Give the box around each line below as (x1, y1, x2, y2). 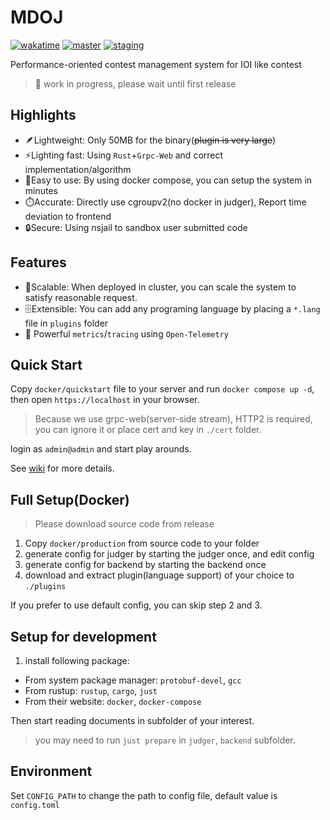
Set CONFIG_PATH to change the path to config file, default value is (10, 789, 278, 801)
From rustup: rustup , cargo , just (24, 685, 158, 696)
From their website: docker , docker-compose (24, 696, 202, 707)
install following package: (24, 655, 130, 666)
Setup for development (10, 628, 157, 645)
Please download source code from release (34, 518, 215, 530)
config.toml (10, 800, 60, 810)
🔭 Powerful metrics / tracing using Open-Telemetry (24, 327, 229, 340)
